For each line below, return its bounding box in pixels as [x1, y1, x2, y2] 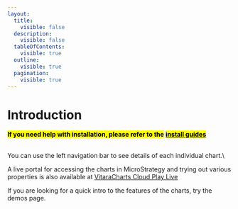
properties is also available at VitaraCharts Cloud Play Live [7, 173, 178, 181]
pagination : [13, 69, 50, 77]
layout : [7, 10, 31, 18]
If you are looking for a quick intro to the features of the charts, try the [7, 186, 212, 195]
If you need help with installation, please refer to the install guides [7, 130, 207, 139]
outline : [13, 57, 40, 64]
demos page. [7, 194, 46, 203]
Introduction [7, 107, 82, 123]
